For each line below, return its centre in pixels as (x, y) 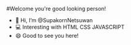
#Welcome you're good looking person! (56, 9)
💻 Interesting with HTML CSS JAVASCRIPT (70, 27)
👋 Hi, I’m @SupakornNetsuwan (54, 20)
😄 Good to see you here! (47, 36)
